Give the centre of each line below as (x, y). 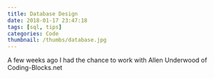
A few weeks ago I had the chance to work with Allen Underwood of (107, 60)
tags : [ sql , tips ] (35, 27)
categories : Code (33, 34)
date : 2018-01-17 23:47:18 (47, 20)
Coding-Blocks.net (35, 68)
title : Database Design (43, 14)
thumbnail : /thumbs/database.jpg (57, 40)
